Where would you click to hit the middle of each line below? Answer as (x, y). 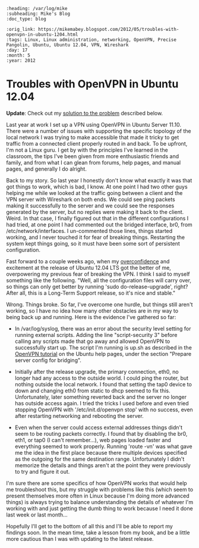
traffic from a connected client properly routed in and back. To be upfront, (97, 143)
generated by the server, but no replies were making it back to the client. (95, 212)
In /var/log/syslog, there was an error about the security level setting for (103, 328)
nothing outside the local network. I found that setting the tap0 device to (103, 384)
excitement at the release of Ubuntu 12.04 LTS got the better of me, (89, 267)
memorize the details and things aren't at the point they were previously (103, 465)
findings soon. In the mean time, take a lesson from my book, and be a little (98, 533)
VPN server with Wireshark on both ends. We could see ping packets (91, 199)
